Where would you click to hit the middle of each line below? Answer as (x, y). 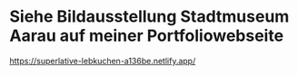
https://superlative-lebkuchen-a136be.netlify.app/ (103, 61)
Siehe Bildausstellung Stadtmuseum (149, 17)
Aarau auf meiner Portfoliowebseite (147, 36)
